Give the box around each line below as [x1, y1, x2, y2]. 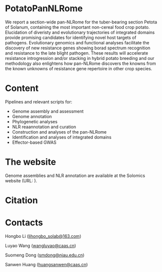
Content [5, 83, 39, 94]
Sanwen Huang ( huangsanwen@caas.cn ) [5, 261, 88, 267]
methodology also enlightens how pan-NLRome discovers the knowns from [5, 60, 157, 66]
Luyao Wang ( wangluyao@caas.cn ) [5, 242, 76, 249]
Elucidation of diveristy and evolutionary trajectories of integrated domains [5, 29, 155, 35]
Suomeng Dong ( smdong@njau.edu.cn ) [5, 252, 85, 258]
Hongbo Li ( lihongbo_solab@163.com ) [5, 233, 82, 239]
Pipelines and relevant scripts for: [5, 98, 72, 105]
